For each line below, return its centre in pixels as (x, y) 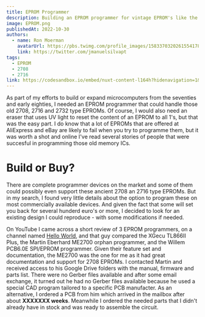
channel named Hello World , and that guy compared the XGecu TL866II (96, 236)
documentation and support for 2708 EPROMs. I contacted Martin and (94, 262)
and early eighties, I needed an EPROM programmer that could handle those (102, 104)
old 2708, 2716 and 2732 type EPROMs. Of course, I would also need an (97, 111)
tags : (13, 58)
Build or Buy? (41, 168)
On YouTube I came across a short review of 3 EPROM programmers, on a (99, 229)
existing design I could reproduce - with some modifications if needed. (95, 217)
